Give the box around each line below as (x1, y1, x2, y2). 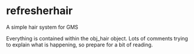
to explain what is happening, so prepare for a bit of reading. (6, 41, 153, 48)
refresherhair (6, 4, 73, 18)
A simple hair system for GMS (6, 23, 78, 31)
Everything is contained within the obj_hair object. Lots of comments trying (6, 35, 189, 42)
